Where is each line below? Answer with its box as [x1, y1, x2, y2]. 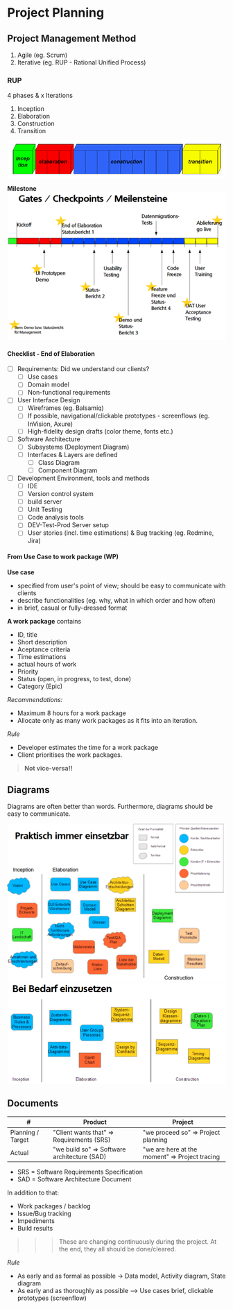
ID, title [17, 630, 38, 639]
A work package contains [7, 617, 82, 625]
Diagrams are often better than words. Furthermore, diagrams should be [7, 803, 214, 811]
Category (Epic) [17, 682, 63, 690]
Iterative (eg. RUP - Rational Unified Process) [17, 58, 146, 67]
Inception [17, 105, 45, 113]
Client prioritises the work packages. [17, 751, 123, 759]
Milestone [7, 185, 37, 193]
